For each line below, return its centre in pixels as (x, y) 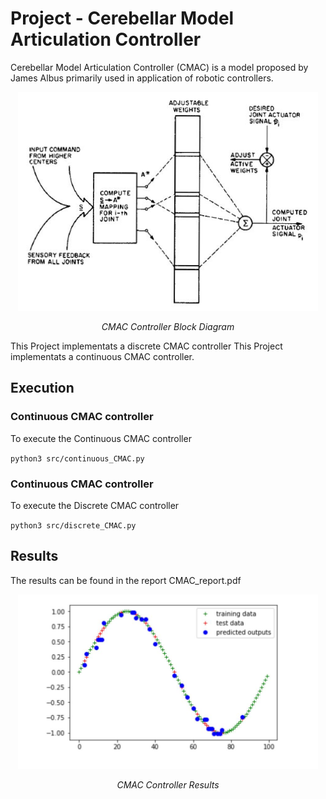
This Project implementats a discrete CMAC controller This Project (146, 346)
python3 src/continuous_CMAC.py (77, 458)
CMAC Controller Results (168, 784)
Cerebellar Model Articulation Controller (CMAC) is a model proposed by (159, 67)
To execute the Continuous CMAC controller (101, 438)
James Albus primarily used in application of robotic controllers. (142, 78)
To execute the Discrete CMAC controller (95, 505)
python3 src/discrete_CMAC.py (73, 525)
